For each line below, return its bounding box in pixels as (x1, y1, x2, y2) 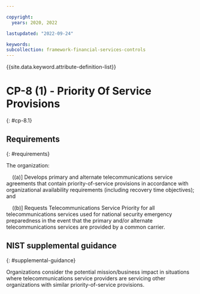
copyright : (6, 14, 34, 20)
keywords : (6, 41, 31, 47)
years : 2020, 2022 (11, 19, 58, 26)
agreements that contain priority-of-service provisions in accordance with (6, 179, 189, 187)
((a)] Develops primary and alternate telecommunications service (11, 173, 173, 181)
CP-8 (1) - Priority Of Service (6, 85, 151, 98)
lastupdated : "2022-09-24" (6, 31, 74, 37)
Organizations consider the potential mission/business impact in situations (6, 268, 190, 275)
